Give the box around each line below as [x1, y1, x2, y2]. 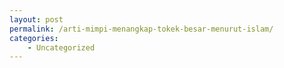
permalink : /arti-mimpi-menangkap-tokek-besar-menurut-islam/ [9, 24, 274, 34]
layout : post [9, 14, 64, 25]
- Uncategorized [27, 42, 96, 53]
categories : [9, 33, 59, 43]
